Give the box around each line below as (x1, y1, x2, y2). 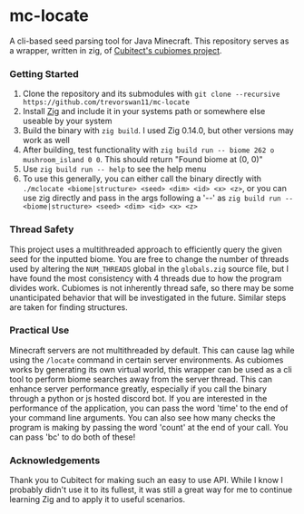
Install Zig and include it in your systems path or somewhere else (22, 106, 266, 117)
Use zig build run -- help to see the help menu (22, 164, 207, 175)
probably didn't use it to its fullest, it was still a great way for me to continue (9, 484, 293, 495)
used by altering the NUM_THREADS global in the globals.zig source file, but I (9, 263, 289, 274)
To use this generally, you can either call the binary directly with (22, 173, 261, 184)
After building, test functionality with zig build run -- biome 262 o (22, 144, 275, 155)
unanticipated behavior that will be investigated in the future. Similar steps (9, 292, 287, 303)
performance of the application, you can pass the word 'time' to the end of (9, 402, 289, 413)
